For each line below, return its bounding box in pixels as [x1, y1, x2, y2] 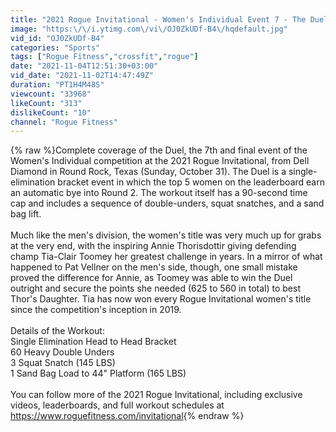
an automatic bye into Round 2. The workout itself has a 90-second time [10, 187, 308, 199]
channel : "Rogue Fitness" [10, 117, 118, 127]
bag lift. [10, 208, 42, 220]
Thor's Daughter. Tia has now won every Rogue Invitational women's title [10, 293, 312, 305]
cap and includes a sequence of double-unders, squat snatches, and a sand [10, 197, 325, 210]
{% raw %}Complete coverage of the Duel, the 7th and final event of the [10, 144, 308, 156]
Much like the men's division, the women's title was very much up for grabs [10, 229, 322, 241]
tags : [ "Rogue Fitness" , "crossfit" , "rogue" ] [10, 52, 199, 62]
